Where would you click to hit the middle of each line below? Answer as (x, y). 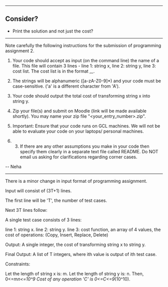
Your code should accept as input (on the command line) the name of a (85, 60)
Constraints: (18, 264)
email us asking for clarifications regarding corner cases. (78, 157)
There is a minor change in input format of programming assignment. (76, 181)
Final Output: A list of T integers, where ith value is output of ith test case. (81, 254)
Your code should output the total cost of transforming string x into (81, 96)
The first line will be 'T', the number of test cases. (56, 200)
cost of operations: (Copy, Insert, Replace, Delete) (57, 235)
